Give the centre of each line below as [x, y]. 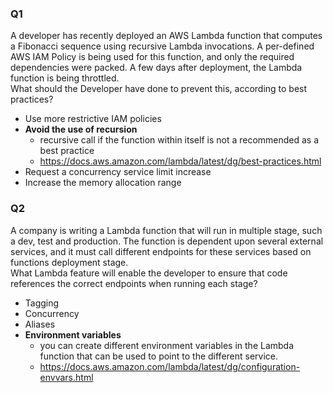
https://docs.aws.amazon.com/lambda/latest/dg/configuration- [170, 366]
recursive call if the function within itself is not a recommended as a [179, 140]
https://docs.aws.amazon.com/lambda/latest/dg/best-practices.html [180, 161]
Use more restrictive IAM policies [93, 119]
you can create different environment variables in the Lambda [167, 345]
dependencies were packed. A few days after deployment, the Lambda [156, 68]
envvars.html [66, 377]
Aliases [40, 324]
